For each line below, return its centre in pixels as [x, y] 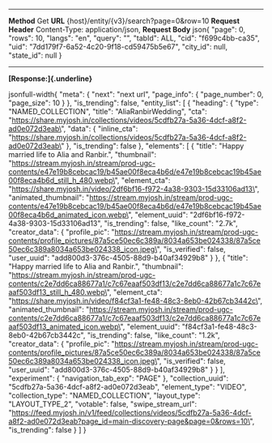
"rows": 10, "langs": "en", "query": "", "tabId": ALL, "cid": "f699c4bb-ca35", [134, 38]
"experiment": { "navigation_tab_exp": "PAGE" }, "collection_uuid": [119, 378]
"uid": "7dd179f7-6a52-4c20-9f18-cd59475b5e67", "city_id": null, [118, 47]
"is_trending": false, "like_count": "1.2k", [153, 335]
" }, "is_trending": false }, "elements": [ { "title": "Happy [152, 146]
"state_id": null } [35, 55]
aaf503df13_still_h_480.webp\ [57, 292]
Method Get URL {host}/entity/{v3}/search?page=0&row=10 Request [124, 21]
